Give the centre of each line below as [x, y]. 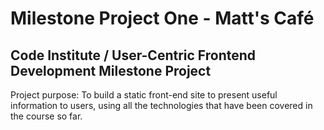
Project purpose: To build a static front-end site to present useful [144, 95]
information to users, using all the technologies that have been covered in [161, 105]
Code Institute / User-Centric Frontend [133, 55]
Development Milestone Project [111, 70]
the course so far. [46, 116]
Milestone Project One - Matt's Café [162, 18]
